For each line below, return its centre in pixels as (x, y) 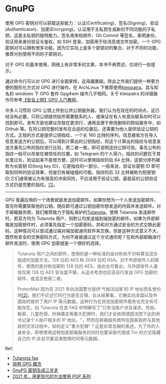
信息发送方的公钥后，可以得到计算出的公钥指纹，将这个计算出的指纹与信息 (81, 141)
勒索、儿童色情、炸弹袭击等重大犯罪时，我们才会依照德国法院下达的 (86, 314)
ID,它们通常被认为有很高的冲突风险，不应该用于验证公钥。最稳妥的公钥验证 (82, 178)
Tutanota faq (25, 358)
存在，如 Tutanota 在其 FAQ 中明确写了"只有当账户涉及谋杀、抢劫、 (90, 307)
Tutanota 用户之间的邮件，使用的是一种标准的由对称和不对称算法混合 (87, 254)
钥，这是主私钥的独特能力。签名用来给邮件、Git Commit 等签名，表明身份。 (82, 35)
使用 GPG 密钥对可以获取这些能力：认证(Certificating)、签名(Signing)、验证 (82, 23)
